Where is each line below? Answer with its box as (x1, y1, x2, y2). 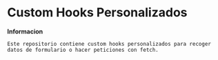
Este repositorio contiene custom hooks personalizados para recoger (7, 40, 212, 47)
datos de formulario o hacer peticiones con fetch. (7, 46, 159, 53)
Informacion (7, 27, 43, 35)
